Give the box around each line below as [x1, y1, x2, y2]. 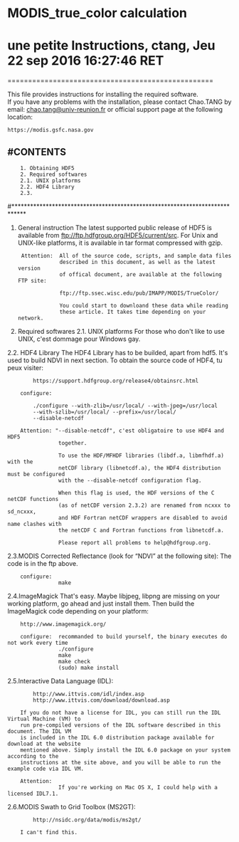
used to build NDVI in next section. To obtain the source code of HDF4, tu [7, 356, 223, 364]
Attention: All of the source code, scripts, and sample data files [21, 252, 232, 259]
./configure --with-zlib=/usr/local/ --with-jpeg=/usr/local [33, 402, 218, 409]
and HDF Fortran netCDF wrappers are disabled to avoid [58, 514, 228, 521]
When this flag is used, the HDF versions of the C [58, 489, 215, 496]
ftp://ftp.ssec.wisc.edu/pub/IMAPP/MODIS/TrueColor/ [59, 290, 219, 297]
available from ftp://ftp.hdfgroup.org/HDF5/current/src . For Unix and [17, 231, 218, 239]
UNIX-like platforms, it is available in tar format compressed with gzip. [17, 238, 223, 247]
